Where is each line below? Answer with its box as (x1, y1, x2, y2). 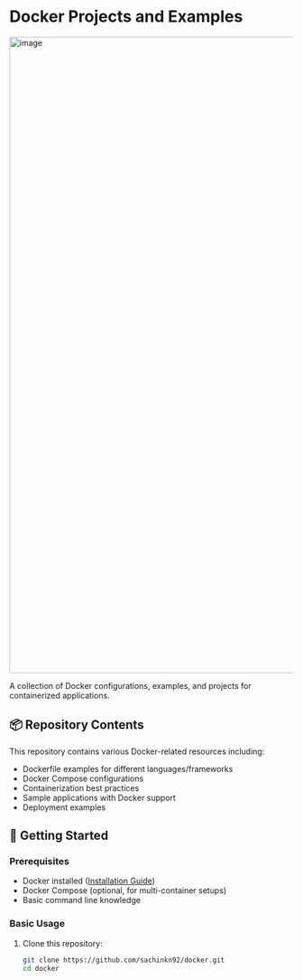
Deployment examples (22, 802, 106, 813)
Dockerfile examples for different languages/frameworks (22, 763, 234, 774)
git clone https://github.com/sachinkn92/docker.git (22, 956, 225, 965)
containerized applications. (9, 690, 110, 701)
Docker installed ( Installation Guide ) (22, 875, 156, 887)
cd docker (22, 964, 60, 973)
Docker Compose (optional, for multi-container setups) (22, 885, 227, 896)
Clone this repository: (22, 938, 103, 948)
